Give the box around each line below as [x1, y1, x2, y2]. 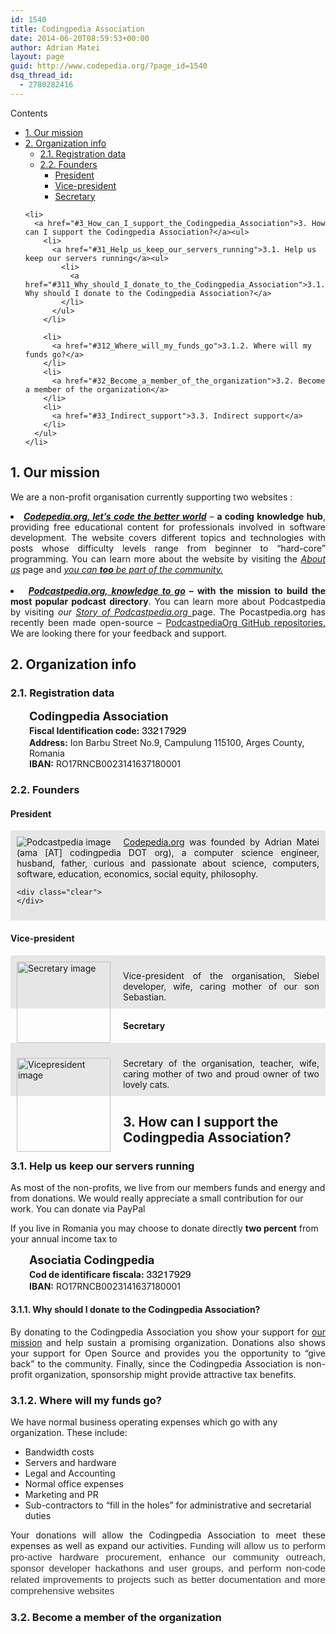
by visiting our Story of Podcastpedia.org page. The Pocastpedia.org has [10, 606, 326, 618]
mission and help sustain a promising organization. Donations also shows [10, 1336, 326, 1348]
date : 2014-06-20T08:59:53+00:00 [10, 33, 150, 43]
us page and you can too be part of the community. [10, 563, 223, 575]
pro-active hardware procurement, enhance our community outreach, [10, 1551, 326, 1563]
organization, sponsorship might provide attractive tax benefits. [34, 1368, 297, 1380]
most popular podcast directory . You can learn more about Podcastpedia [10, 595, 326, 607]
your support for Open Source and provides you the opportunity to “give [10, 1347, 326, 1359]
